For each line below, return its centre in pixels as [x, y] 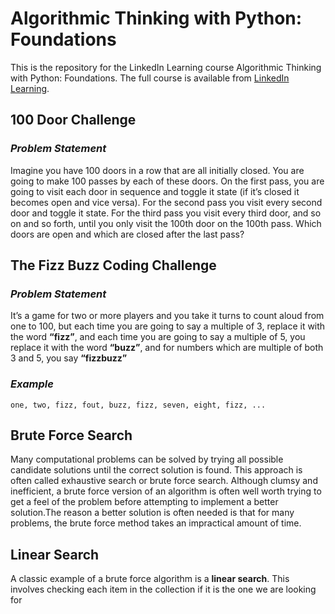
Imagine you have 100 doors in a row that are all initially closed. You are [157, 170]
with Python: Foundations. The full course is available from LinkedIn [150, 78]
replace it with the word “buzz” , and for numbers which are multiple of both [167, 348]
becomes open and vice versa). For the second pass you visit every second [166, 202]
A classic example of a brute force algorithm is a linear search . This [150, 579]
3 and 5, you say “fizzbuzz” [69, 358]
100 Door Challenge [73, 120]
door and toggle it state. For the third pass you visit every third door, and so [166, 213]
